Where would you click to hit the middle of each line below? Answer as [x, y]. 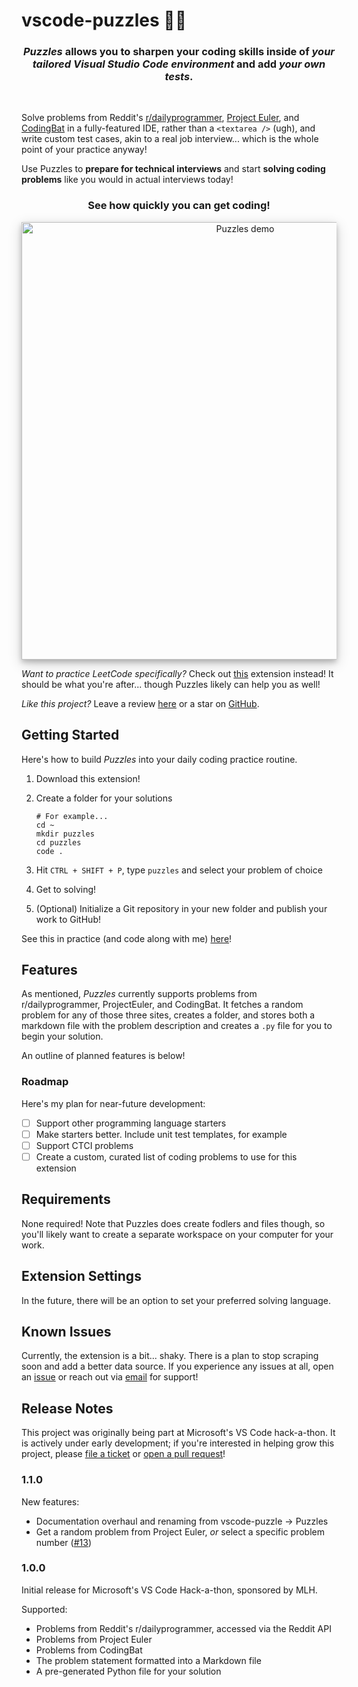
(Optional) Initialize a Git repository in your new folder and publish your [181, 908]
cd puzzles [58, 842]
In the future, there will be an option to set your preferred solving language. [176, 1300]
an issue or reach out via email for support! [110, 1377]
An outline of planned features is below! [103, 1056]
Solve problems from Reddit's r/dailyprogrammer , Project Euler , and [160, 118]
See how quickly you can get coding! [179, 206]
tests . [179, 77]
